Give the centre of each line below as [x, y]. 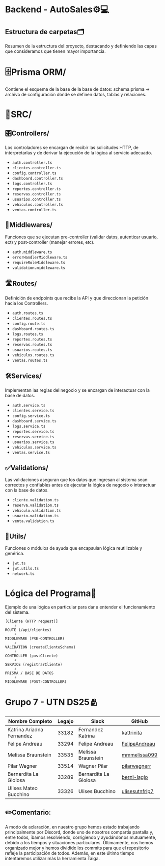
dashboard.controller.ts [38, 178]
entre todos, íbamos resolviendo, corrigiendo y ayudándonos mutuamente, [81, 837]
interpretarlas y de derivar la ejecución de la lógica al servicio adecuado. [79, 152]
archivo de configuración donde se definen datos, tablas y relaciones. [76, 94]
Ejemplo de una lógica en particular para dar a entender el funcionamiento [80, 607]
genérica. [15, 553]
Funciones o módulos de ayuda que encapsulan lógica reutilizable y [74, 548]
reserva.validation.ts [35, 506]
